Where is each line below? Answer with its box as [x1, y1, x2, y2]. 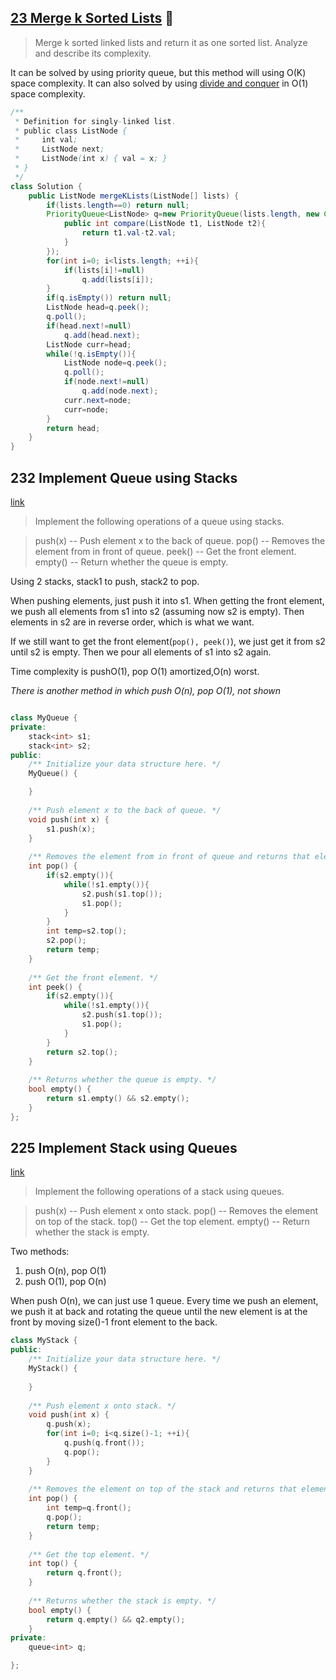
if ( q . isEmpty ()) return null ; [46, 293, 172, 303]
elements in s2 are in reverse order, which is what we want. [10, 616, 255, 628]
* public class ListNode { [14, 126, 128, 136]
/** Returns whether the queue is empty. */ [28, 1075, 217, 1085]
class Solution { [10, 181, 83, 191]
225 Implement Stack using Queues [10, 1140, 238, 1157]
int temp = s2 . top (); [46, 926, 128, 936]
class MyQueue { [10, 713, 78, 723]
